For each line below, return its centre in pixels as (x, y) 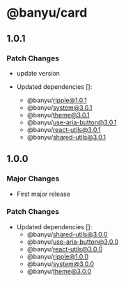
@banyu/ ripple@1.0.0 (57, 256)
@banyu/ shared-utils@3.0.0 (67, 234)
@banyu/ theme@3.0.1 (58, 115)
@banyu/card (47, 13)
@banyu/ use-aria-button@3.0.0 (73, 242)
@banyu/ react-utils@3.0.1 (64, 129)
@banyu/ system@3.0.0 (61, 264)
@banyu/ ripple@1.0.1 (57, 100)
